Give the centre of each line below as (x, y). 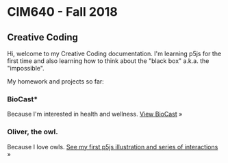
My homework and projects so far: (55, 81)
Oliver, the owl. (33, 132)
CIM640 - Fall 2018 (62, 12)
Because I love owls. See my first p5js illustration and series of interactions (113, 147)
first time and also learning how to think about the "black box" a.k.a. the (108, 61)
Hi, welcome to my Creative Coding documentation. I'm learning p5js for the (114, 53)
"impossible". (26, 68)
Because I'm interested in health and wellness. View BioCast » (95, 114)
